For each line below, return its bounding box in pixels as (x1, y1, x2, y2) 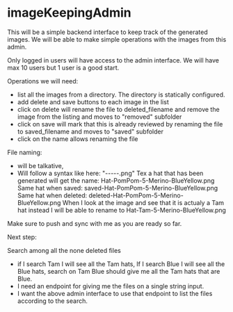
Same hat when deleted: (17, 191, 88, 199)
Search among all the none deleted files (7, 246, 122, 254)
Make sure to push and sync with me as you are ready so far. (7, 219, 182, 227)
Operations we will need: (7, 76, 79, 85)
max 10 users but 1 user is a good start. (7, 63, 120, 72)
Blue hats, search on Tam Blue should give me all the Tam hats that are (17, 267, 220, 275)
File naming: (7, 148, 42, 156)
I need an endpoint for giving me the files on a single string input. (17, 281, 204, 290)
